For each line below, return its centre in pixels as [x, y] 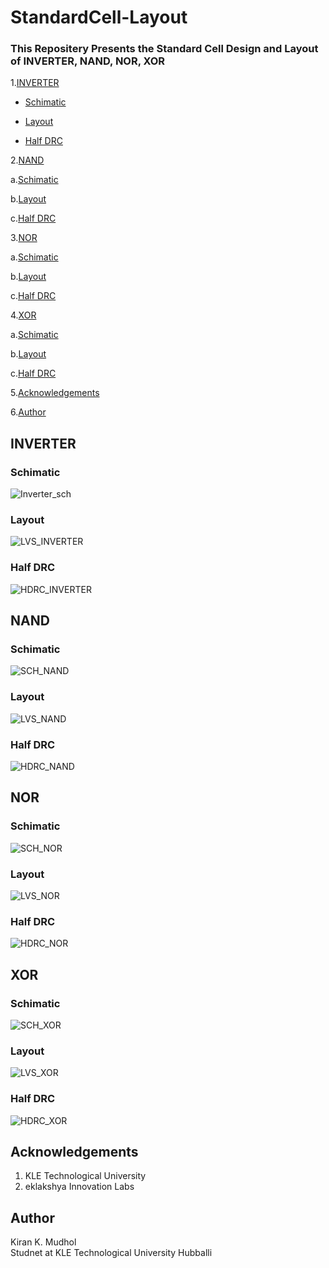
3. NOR [24, 238]
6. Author [28, 412]
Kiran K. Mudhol [43, 1242]
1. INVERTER [35, 83]
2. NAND [27, 160]
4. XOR [23, 315]
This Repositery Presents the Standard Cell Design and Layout [164, 49]
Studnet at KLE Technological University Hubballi [111, 1253]
